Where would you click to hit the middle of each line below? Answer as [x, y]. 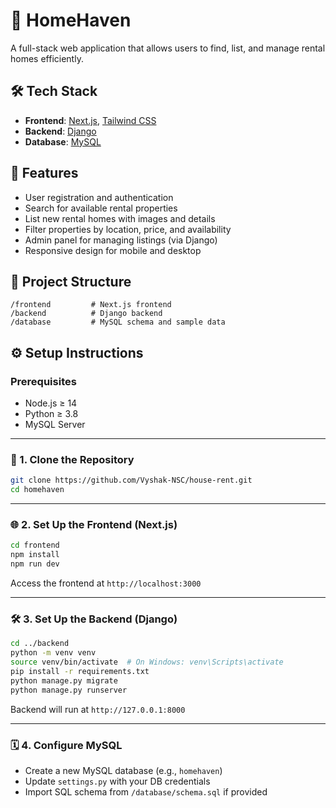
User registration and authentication [99, 197]
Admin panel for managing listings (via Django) [121, 240]
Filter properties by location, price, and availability [128, 229]
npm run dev [35, 564]
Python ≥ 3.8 [51, 414]
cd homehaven [37, 490]
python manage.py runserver [69, 690]
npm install [35, 555]
